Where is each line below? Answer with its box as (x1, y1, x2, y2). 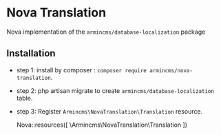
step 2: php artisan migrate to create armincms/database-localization (16, 86, 215, 94)
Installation (6, 48, 56, 59)
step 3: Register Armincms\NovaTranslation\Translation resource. (16, 107, 203, 115)
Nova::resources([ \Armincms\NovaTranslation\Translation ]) (16, 121, 187, 129)
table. (16, 94, 33, 102)
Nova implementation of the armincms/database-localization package (6, 28, 206, 36)
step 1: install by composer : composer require (16, 65, 147, 74)
